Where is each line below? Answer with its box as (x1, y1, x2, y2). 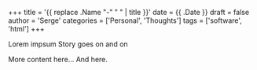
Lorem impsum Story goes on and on (8, 39, 128, 49)
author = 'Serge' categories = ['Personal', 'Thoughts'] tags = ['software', (8, 16, 242, 25)
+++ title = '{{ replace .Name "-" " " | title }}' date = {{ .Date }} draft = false (8, 8, 250, 17)
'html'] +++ (8, 24, 45, 33)
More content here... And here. (8, 55, 108, 64)
